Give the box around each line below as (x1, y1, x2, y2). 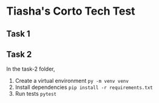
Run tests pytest (15, 90, 57, 98)
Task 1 (6, 29, 30, 39)
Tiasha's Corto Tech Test (6, 4, 135, 18)
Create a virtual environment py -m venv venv (15, 77, 129, 85)
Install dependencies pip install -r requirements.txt (15, 83, 153, 91)
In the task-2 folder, (6, 65, 56, 73)
